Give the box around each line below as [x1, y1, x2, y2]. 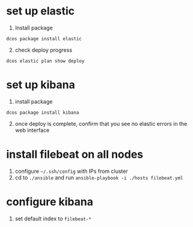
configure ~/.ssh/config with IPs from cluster [14, 167, 128, 175]
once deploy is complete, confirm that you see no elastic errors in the [14, 120, 188, 127]
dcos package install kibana [6, 110, 79, 116]
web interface [14, 126, 50, 134]
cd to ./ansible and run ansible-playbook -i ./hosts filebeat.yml [14, 173, 183, 181]
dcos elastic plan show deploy [6, 58, 85, 64]
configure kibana [6, 195, 93, 208]
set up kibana [6, 78, 75, 92]
